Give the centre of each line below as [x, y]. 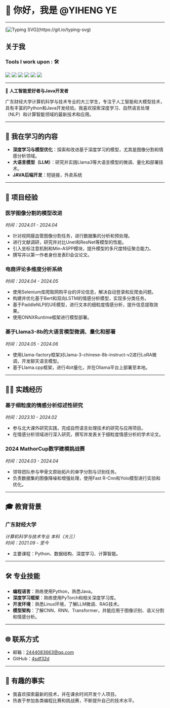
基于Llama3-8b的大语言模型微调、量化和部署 [60, 332]
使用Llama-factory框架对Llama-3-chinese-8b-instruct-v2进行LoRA [82, 355]
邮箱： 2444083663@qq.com [43, 652]
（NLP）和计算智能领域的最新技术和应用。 [50, 114]
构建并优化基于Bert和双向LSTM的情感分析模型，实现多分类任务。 [81, 298]
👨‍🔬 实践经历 [24, 390]
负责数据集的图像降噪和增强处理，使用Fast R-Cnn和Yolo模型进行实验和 [87, 478]
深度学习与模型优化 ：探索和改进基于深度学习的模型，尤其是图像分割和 [86, 150]
